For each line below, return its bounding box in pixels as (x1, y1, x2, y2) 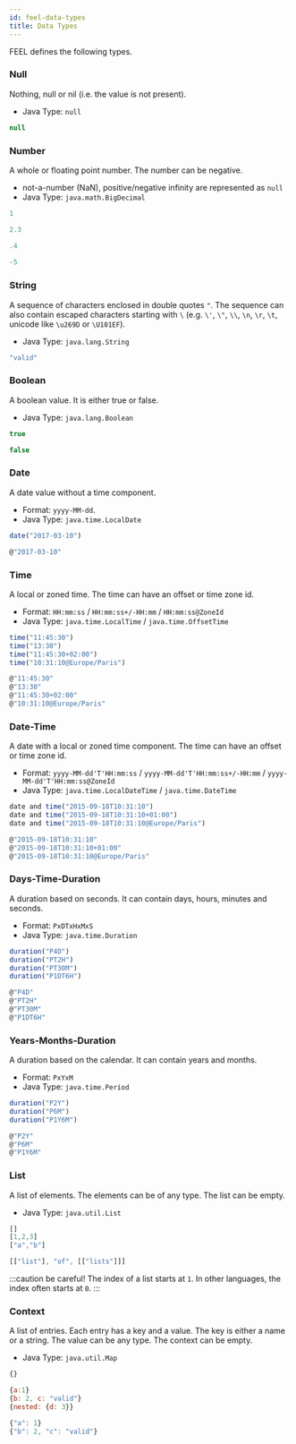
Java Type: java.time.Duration (21, 929, 138, 940)
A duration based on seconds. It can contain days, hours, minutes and (9, 893, 267, 904)
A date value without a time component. (9, 487, 156, 498)
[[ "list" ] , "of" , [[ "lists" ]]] (9, 1257, 126, 1267)
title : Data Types (9, 21, 78, 30)
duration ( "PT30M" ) (9, 963, 78, 972)
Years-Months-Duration (9, 1034, 116, 1047)
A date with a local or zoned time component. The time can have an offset (9, 740, 282, 752)
